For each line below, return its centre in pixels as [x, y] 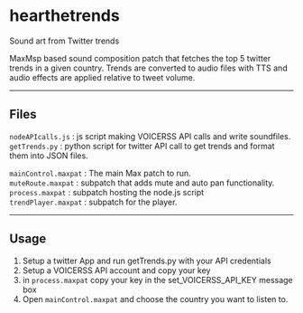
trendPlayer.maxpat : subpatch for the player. [93, 202]
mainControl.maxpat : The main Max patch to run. [100, 173]
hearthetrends [64, 16]
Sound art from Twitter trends [64, 41]
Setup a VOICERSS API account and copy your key [116, 270]
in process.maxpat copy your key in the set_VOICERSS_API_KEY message [157, 280]
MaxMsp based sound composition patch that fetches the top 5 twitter [140, 58]
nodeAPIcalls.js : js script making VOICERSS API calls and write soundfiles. [150, 136]
